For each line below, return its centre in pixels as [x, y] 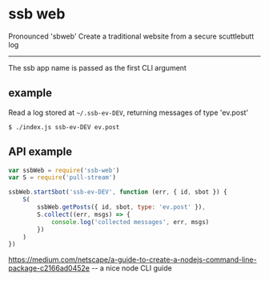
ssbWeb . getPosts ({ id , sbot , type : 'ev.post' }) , [121, 207]
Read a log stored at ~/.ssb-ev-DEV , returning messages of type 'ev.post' [128, 112]
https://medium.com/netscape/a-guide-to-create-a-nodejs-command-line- [133, 260]
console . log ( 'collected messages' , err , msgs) [130, 222]
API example [40, 152]
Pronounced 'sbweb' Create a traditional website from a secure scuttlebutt [131, 36]
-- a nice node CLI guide [132, 268]
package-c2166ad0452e [49, 268]
